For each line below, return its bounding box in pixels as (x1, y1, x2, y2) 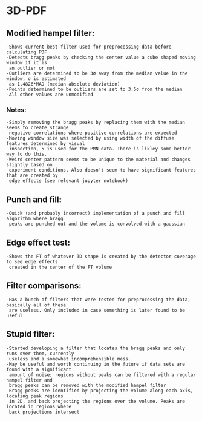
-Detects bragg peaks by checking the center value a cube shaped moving (6, 55, 197, 61)
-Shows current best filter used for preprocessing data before (6, 44, 172, 50)
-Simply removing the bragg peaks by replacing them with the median (6, 120, 186, 126)
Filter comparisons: (6, 280, 82, 291)
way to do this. (6, 151, 47, 158)
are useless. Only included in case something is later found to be (8, 307, 186, 313)
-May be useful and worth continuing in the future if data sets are (6, 361, 186, 367)
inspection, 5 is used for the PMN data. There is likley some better (8, 146, 191, 152)
